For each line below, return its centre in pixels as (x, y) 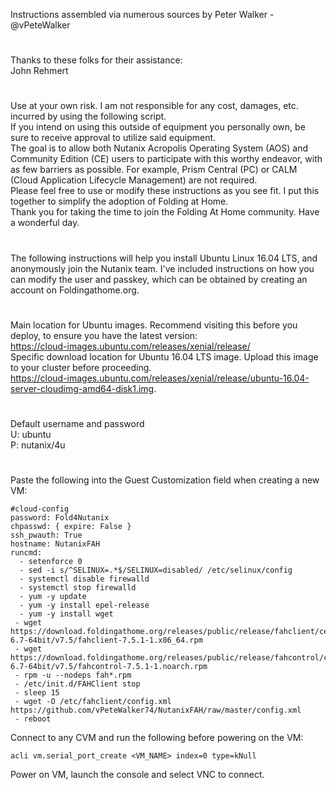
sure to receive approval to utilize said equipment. (113, 138)
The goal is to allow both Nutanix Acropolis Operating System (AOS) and (159, 148)
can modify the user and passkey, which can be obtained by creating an (159, 279)
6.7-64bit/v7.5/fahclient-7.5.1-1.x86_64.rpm (106, 640)
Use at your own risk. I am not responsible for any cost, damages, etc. (154, 106)
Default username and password (77, 423)
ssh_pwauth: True (46, 535)
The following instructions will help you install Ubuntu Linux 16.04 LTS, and (164, 258)
